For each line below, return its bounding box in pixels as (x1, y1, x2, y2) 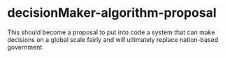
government (7, 43, 43, 51)
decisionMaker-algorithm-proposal (7, 5, 217, 21)
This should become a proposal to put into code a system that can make (7, 28, 215, 36)
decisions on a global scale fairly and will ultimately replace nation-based (7, 35, 219, 43)
